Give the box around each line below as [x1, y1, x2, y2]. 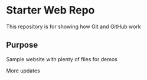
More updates [6, 67, 40, 74]
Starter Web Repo [6, 4, 95, 17]
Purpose [6, 40, 38, 50]
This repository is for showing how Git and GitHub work [6, 23, 141, 30]
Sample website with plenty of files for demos [6, 55, 118, 62]
